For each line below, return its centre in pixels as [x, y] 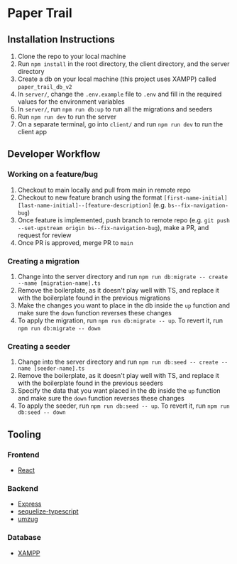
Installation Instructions [61, 39]
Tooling [24, 434]
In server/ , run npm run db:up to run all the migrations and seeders [115, 109]
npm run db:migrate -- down [59, 328]
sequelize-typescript [48, 511]
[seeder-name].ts [59, 369]
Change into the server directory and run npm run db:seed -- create [118, 362]
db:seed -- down [42, 413]
